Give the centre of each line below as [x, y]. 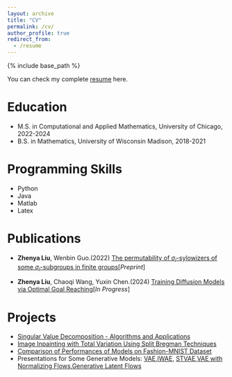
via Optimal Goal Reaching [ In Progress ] [74, 290]
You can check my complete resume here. [68, 79]
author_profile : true [39, 33]
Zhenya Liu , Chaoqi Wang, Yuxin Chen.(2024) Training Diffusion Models [121, 282]
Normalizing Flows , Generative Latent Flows [79, 366]
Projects [32, 317]
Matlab [27, 203]
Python [27, 188]
